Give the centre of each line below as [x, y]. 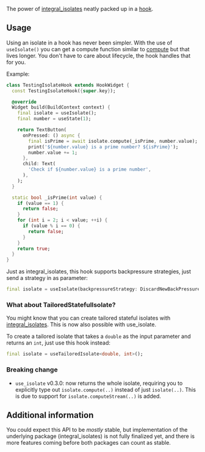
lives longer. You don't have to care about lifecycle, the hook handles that [99, 56]
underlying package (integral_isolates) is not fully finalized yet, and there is [101, 436]
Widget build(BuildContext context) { [61, 107]
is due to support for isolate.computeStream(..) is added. [88, 396]
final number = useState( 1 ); [54, 119]
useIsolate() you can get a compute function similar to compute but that [98, 49]
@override [24, 102]
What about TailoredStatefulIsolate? [61, 304]
